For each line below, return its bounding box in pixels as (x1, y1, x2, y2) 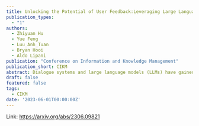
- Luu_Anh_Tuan (11, 42, 49, 48)
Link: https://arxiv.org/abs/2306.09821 (6, 113, 100, 120)
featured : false (6, 80, 46, 86)
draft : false (6, 75, 38, 80)
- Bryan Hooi (11, 47, 44, 53)
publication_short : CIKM (6, 63, 68, 70)
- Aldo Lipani (11, 53, 46, 59)
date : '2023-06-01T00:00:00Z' (6, 96, 81, 102)
